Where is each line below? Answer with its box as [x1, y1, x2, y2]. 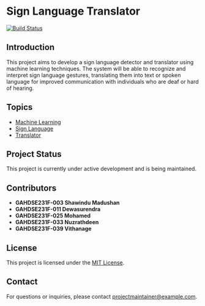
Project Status [6, 148, 62, 159]
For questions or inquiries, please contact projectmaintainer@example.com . [6, 293, 198, 300]
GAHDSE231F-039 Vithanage [15, 225, 92, 233]
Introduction [6, 42, 55, 53]
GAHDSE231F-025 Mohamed [15, 212, 91, 219]
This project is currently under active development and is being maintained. [6, 165, 197, 172]
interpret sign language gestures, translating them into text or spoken [6, 71, 181, 79]
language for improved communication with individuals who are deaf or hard [6, 78, 199, 85]
